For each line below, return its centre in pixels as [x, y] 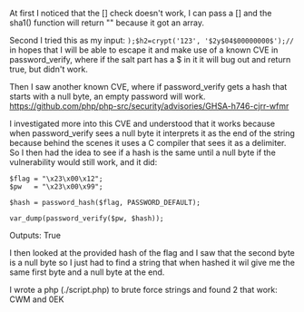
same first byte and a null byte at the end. [87, 272]
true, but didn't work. [49, 69]
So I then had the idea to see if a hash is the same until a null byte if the [143, 152]
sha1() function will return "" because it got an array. [107, 23]
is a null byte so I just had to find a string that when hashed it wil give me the [152, 263]
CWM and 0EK [37, 299]
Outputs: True [35, 235]
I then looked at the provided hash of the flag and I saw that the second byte [152, 253]
